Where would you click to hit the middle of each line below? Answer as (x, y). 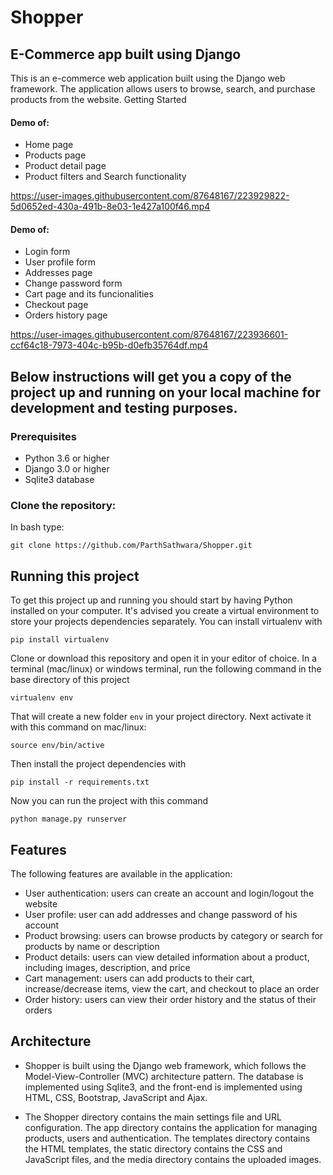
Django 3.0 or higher (67, 469)
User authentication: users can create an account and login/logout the (169, 893)
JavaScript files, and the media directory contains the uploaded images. (173, 1159)
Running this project (75, 576)
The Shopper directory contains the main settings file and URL (153, 1117)
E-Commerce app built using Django (126, 54)
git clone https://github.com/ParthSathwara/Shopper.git (131, 546)
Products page (55, 155)
